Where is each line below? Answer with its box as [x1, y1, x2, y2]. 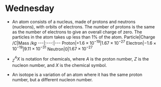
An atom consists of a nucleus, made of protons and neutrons [12, 19, 136, 25]
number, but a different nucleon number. [12, 76, 93, 82]
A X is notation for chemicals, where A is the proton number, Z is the [14, 55, 149, 62]
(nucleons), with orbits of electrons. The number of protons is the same [12, 24, 155, 29]
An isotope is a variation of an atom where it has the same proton [12, 72, 143, 77]
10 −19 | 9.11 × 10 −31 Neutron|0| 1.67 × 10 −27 [12, 45, 93, 52]
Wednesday [5, 3, 55, 14]
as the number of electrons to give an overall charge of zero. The [12, 29, 142, 35]
